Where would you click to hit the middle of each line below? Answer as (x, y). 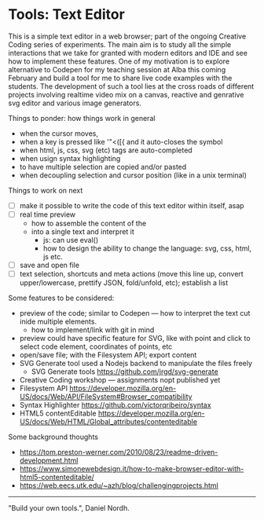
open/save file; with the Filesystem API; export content (108, 355)
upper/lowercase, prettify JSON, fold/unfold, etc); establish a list (124, 283)
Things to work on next (46, 190)
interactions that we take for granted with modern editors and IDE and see (128, 53)
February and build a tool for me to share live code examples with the (120, 78)
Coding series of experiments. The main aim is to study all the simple (120, 44)
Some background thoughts (53, 437)
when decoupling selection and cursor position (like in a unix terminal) (133, 175)
